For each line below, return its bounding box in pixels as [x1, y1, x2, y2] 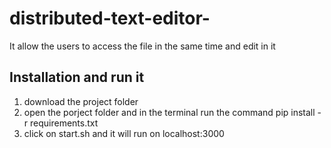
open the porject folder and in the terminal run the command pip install [23, 106, 316, 118]
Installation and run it [9, 69, 145, 86]
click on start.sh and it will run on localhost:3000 [23, 127, 225, 139]
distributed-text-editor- [9, 7, 211, 30]
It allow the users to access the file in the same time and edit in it [9, 40, 276, 52]
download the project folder [23, 95, 139, 107]
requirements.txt [30, 117, 99, 129]
